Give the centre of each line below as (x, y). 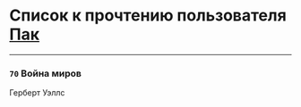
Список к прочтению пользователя (148, 16)
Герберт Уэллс (37, 93)
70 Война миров (46, 73)
